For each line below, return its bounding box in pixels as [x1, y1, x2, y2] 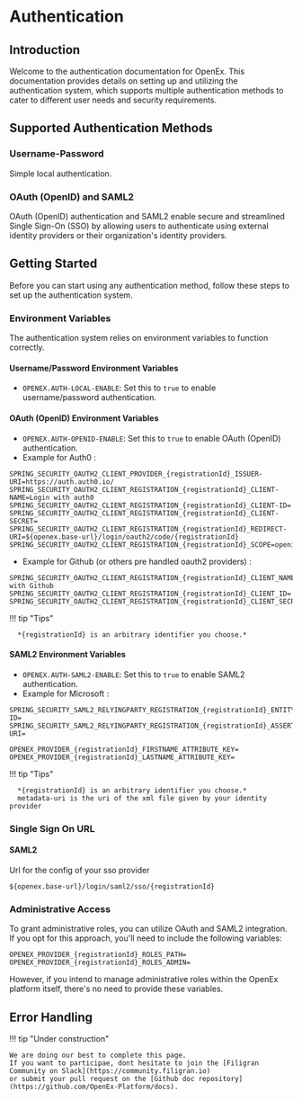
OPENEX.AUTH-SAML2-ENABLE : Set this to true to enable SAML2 [22, 668, 245, 680]
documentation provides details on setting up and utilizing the [9, 76, 238, 86]
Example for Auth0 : [22, 452, 97, 462]
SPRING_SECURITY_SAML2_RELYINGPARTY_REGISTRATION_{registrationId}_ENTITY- [9, 705, 299, 714]
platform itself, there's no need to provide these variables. [9, 983, 224, 995]
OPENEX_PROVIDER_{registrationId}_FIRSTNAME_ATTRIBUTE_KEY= [9, 745, 240, 754]
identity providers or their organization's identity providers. [9, 229, 227, 240]
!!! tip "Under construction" [9, 1033, 110, 1044]
